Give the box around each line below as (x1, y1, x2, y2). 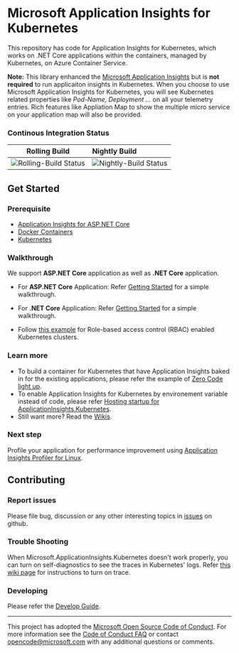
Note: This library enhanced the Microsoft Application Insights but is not (7, 72, 220, 81)
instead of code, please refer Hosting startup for (17, 396, 160, 406)
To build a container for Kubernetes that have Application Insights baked (17, 367, 230, 375)
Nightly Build (92, 146, 137, 156)
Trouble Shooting (7, 536, 69, 546)
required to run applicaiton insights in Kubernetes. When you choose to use (7, 80, 230, 88)
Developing (7, 585, 48, 595)
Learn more (7, 350, 48, 360)
